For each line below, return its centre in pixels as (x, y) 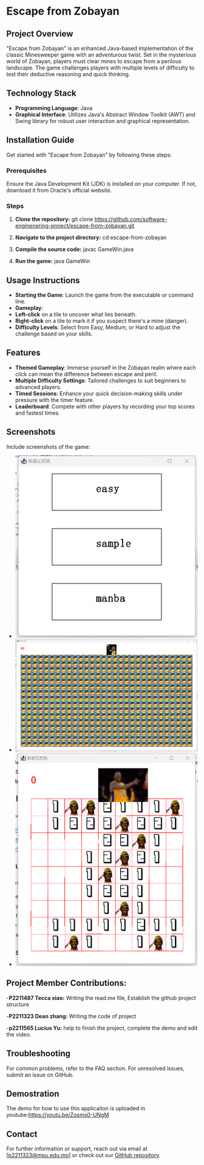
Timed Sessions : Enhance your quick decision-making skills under (99, 393)
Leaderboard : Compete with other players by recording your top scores (105, 406)
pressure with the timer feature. (54, 399)
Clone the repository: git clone (54, 219)
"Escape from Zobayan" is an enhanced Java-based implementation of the (100, 48)
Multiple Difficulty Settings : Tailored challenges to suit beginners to (100, 380)
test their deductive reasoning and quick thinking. (68, 74)
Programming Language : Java (54, 108)
